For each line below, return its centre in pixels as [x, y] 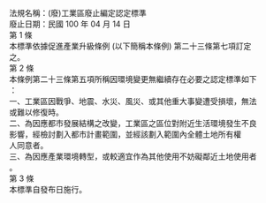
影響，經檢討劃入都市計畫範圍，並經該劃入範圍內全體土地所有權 [125, 134]
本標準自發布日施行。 [48, 189]
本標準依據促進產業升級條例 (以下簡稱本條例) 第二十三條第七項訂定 [130, 46]
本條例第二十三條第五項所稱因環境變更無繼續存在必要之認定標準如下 [133, 79]
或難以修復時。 [36, 112]
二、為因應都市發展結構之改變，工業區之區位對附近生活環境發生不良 [133, 123]
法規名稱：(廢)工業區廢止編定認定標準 [78, 13]
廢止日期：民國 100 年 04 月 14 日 [70, 24]
